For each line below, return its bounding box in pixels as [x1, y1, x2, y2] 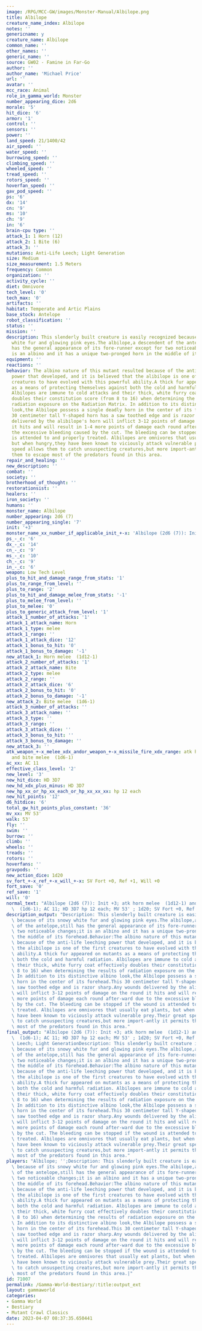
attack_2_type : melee [6, 671, 61, 677]
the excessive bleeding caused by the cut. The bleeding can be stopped [11, 429, 198, 435]
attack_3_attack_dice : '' [6, 726, 71, 733]
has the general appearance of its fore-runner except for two [11, 345, 173, 352]
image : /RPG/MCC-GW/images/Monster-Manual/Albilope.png [6, 8, 149, 15]
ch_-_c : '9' [6, 558, 36, 564]
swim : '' [6, 827, 28, 833]
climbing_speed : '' [6, 160, 55, 166]
